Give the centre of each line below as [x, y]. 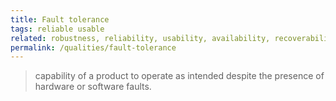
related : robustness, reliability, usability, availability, [140, 38]
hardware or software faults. [93, 87]
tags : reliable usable [57, 29]
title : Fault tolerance [60, 19]
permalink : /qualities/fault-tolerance [93, 47]
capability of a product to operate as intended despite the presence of [179, 76]
